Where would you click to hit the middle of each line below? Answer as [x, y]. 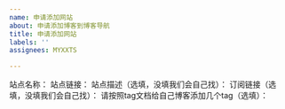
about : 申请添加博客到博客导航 [59, 26]
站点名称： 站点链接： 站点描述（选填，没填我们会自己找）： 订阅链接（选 [143, 84]
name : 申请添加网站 [41, 17]
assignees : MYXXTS [43, 51]
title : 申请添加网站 [43, 34]
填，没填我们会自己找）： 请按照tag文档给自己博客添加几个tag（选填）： [139, 96]
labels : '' [29, 42]
